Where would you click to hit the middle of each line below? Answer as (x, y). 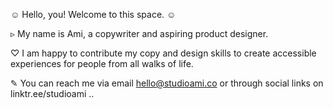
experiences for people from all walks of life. (102, 63)
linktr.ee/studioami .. (52, 93)
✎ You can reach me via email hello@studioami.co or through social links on (167, 83)
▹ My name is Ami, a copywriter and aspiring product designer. (139, 33)
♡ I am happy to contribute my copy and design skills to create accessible (163, 53)
